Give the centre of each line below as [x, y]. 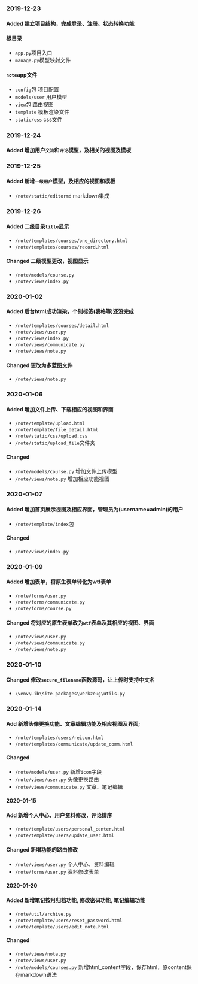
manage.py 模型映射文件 [43, 60]
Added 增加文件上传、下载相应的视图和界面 [60, 409]
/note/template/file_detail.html [57, 430]
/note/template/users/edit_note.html [62, 927]
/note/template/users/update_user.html [65, 836]
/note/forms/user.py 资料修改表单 [57, 871]
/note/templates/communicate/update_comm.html [74, 744]
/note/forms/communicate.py [50, 602]
